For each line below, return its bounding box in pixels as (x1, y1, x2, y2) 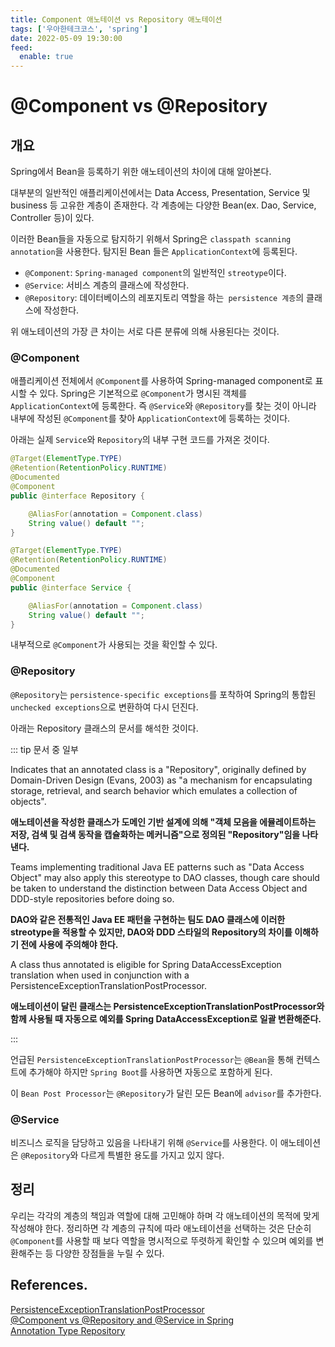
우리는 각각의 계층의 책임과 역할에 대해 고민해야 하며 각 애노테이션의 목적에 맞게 (10, 1209, 320, 1221)
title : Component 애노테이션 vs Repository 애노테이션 (10, 14, 223, 25)
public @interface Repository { (10, 491, 145, 501)
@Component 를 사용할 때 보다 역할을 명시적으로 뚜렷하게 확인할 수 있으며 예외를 (10, 1234, 314, 1246)
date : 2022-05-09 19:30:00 (10, 33, 123, 43)
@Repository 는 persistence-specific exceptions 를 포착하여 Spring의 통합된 (10, 688, 317, 700)
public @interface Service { (10, 582, 132, 593)
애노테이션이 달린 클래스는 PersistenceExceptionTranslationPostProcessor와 (10, 1000, 325, 1012)
